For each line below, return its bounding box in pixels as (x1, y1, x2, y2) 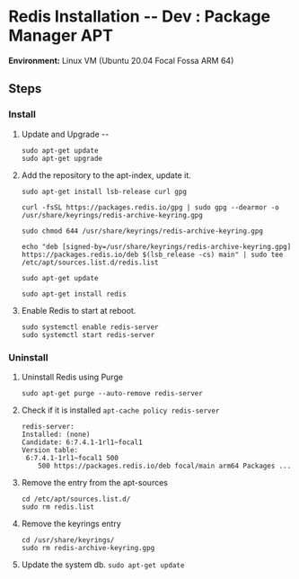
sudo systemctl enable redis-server (21, 322, 159, 332)
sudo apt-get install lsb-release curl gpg (21, 187, 188, 196)
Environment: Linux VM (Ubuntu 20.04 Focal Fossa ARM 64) (8, 55, 234, 66)
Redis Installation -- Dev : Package (8, 6, 271, 27)
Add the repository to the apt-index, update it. (21, 169, 192, 181)
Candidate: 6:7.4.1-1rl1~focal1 (21, 438, 143, 447)
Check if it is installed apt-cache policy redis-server (21, 405, 220, 415)
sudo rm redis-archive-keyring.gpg (21, 543, 155, 552)
